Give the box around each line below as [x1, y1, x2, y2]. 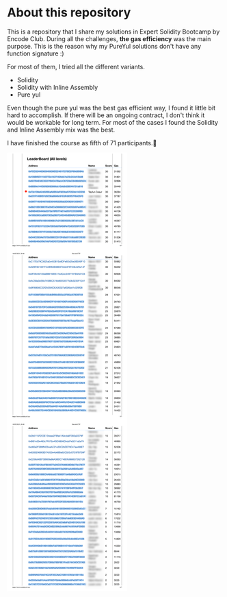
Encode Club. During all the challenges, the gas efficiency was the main [7, 34, 211, 42]
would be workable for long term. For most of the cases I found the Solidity [7, 118, 219, 126]
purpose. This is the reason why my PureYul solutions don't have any [7, 42, 202, 50]
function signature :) [7, 49, 64, 58]
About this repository [7, 5, 131, 21]
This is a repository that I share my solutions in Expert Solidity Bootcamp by [7, 27, 220, 36]
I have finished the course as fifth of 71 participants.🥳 [7, 138, 157, 147]
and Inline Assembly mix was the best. [7, 125, 116, 134]
